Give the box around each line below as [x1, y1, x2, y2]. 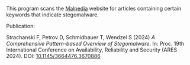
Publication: [6, 23, 36, 29]
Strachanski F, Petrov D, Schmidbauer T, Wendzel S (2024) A [6, 34, 156, 40]
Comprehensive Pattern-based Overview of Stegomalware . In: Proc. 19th [6, 40, 185, 47]
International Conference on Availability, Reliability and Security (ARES [6, 46, 178, 53]
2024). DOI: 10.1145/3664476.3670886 [6, 53, 101, 59]
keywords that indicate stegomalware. [6, 11, 99, 18]
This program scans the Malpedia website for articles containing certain [6, 5, 182, 12]
